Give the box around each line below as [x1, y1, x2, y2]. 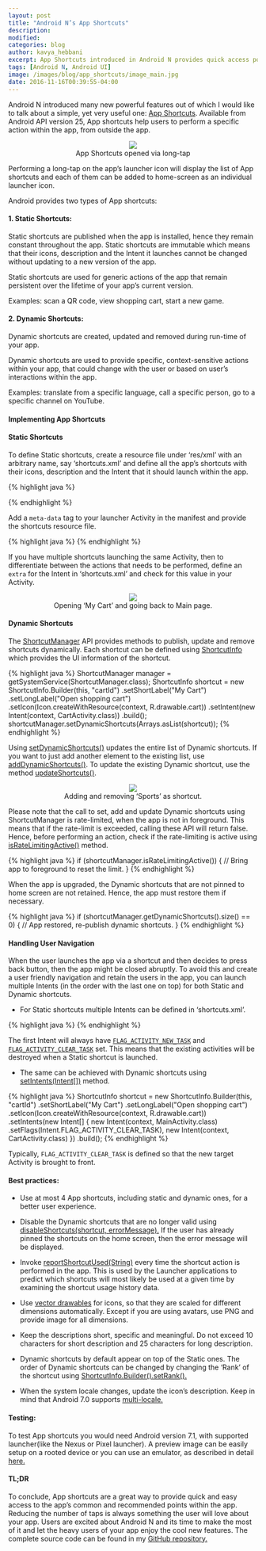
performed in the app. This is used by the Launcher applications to [19, 1266, 237, 1276]
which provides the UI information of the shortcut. [8, 653, 171, 663]
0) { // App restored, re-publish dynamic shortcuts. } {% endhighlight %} [8, 920, 245, 930]
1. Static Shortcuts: [8, 214, 73, 223]
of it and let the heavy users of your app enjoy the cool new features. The [8, 1525, 248, 1534]
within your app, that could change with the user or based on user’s [8, 364, 229, 373]
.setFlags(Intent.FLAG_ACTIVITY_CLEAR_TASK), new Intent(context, [8, 1125, 230, 1135]
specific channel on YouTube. [8, 395, 105, 405]
